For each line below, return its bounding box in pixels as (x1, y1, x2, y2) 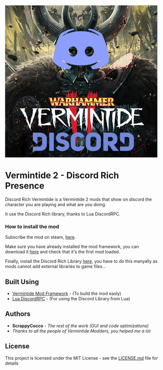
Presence (5, 180, 45, 192)
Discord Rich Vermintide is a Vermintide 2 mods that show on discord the (5, 196, 152, 202)
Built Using (5, 277, 39, 286)
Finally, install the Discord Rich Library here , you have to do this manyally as (5, 258, 158, 264)
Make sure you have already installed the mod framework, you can (5, 244, 139, 250)
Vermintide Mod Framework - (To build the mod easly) (12, 291, 122, 296)
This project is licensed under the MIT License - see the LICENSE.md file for (5, 355, 158, 361)
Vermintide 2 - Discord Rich (5, 170, 119, 181)
